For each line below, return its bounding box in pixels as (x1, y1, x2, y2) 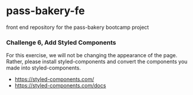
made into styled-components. (6, 64, 81, 71)
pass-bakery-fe (6, 4, 86, 18)
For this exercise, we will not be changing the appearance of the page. (6, 52, 178, 59)
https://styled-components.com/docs (14, 82, 106, 89)
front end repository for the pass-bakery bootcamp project (6, 24, 149, 31)
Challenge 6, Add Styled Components (6, 38, 116, 47)
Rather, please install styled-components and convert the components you (6, 58, 188, 65)
